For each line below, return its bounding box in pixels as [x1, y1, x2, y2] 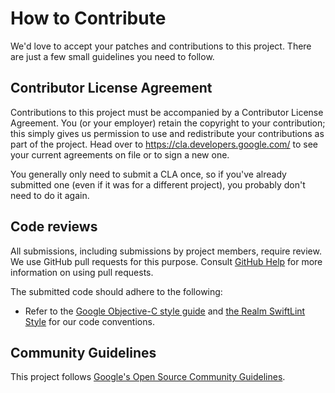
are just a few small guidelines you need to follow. [10, 50, 215, 62]
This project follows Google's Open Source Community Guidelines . [10, 371, 286, 383]
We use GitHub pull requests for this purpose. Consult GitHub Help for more [10, 255, 323, 267]
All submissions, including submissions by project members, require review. [10, 245, 322, 257]
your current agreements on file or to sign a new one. [10, 148, 230, 161]
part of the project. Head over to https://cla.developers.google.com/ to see [10, 138, 319, 150]
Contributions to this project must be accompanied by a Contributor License [10, 106, 324, 118]
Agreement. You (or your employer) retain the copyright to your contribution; [10, 117, 326, 129]
